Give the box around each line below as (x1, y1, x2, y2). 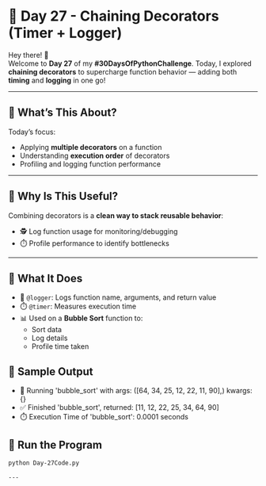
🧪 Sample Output (8, 365, 93, 378)
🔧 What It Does (8, 271, 83, 285)
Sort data (31, 325, 62, 335)
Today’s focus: (8, 127, 56, 136)
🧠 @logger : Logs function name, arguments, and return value (19, 293, 217, 302)
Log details (31, 333, 68, 343)
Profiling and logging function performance (19, 159, 161, 169)
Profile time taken (31, 342, 89, 351)
